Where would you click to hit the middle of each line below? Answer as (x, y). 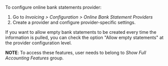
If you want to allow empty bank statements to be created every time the (81, 32)
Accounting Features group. (34, 58)
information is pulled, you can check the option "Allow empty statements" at (85, 38)
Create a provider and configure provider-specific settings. (74, 22)
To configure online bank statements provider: (53, 7)
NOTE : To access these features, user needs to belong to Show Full (76, 53)
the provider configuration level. (39, 43)
